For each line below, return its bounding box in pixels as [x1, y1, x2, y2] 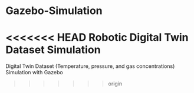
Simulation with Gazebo [5, 69, 63, 76]
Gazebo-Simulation [5, 4, 103, 18]
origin [108, 80, 123, 87]
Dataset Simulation [5, 43, 101, 57]
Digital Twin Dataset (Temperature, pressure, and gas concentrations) [5, 63, 175, 70]
